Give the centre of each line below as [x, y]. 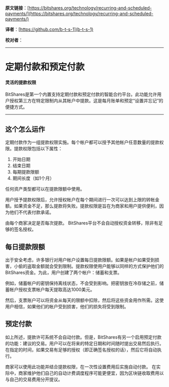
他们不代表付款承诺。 [31, 212]
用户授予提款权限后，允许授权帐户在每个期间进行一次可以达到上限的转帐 [80, 200]
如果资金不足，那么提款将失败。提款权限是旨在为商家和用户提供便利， [87, 206]
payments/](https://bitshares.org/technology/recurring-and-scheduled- [79, 14]
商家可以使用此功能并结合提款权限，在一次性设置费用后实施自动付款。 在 [81, 367]
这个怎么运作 [25, 129]
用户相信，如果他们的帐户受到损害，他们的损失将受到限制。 [67, 307]
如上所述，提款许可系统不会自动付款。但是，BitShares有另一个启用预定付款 [83, 337]
